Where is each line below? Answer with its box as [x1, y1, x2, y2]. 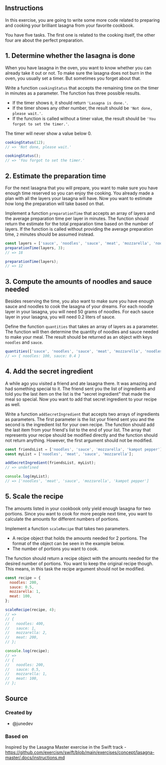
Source [5, 694, 28, 703]
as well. [5, 401, 21, 408]
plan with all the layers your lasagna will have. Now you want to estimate [5, 195, 152, 201]
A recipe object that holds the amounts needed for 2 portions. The [12, 535, 147, 541]
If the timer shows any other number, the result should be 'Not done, [12, 105, 153, 111]
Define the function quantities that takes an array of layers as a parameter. [5, 324, 159, 330]
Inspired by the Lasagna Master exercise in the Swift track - [5, 744, 127, 750]
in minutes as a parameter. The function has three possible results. [5, 90, 141, 96]
